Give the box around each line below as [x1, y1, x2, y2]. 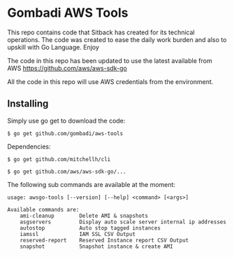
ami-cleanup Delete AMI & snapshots [20, 212, 149, 219]
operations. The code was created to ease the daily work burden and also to [7, 35, 227, 43]
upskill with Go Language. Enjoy [7, 43, 100, 51]
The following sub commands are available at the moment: [7, 180, 176, 188]
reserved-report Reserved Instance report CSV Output [20, 237, 189, 244]
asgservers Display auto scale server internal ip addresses [20, 218, 227, 225]
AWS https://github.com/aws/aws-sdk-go [7, 64, 127, 72]
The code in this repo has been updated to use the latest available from [7, 56, 212, 64]
